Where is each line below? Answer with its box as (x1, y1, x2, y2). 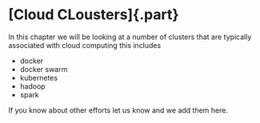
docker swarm (19, 64, 68, 73)
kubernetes (19, 73, 58, 82)
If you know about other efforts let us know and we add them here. (8, 105, 228, 115)
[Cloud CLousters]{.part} (8, 6, 179, 24)
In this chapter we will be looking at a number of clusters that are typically (8, 32, 252, 42)
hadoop (19, 81, 46, 91)
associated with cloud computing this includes (8, 40, 162, 50)
